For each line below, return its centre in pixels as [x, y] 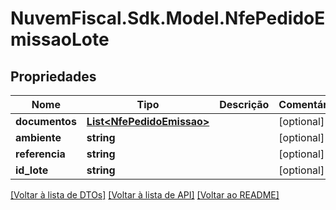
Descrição [244, 104]
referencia [40, 154]
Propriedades [53, 76]
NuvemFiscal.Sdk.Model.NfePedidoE [168, 18]
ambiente [38, 137]
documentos [46, 121]
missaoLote [60, 39]
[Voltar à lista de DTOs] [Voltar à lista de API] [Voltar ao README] [145, 195]
